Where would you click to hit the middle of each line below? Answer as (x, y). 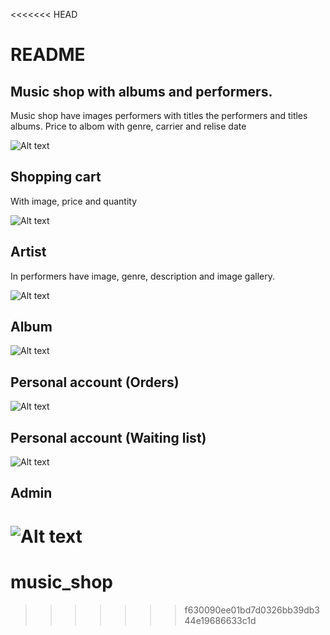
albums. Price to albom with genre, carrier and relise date (128, 126)
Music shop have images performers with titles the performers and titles (159, 115)
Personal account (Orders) (95, 382)
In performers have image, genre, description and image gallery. (143, 276)
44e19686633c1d (220, 620)
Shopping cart (56, 177)
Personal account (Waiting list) (108, 437)
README (48, 55)
